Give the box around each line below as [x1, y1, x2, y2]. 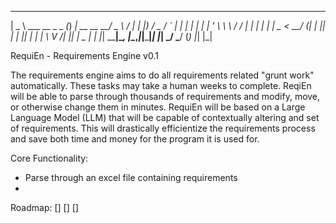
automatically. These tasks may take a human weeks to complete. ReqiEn [10, 80, 312, 91]
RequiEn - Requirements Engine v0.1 [10, 50, 159, 61]
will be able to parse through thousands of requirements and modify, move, [10, 91, 321, 102]
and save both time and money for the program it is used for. [10, 133, 260, 145]
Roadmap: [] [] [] [10, 202, 79, 213]
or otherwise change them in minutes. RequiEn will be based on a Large [10, 101, 306, 113]
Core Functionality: [10, 152, 89, 164]
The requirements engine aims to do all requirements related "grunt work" [10, 69, 315, 81]
